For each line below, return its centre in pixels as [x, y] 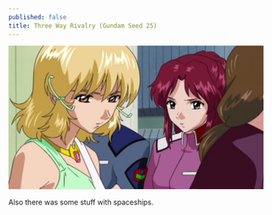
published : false [38, 17]
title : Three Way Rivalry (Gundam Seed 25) [83, 26]
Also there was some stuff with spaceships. [81, 202]
